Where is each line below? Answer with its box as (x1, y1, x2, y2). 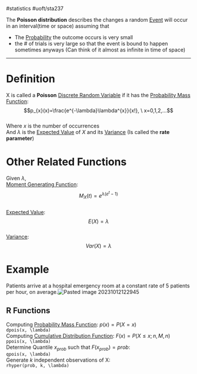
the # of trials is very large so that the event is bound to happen (14, 40, 168, 47)
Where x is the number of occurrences (6, 122, 100, 129)
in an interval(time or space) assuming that (6, 23, 110, 29)
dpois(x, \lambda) (6, 327, 51, 333)
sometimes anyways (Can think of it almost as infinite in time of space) (14, 46, 186, 53)
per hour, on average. (6, 289, 59, 296)
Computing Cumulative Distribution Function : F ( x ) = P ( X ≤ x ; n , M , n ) (6, 332, 171, 339)
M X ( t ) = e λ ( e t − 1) (79, 190, 118, 201)
